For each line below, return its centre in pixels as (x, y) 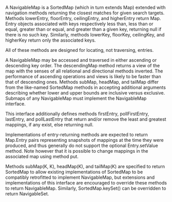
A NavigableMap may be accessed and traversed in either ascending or (81, 60)
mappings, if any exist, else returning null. (50, 125)
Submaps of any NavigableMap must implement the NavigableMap (76, 98)
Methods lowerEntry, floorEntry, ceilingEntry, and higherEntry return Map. (83, 18)
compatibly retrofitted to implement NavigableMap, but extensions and (80, 177)
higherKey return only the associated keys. (51, 40)
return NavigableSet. (27, 194)
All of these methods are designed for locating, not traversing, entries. (80, 50)
